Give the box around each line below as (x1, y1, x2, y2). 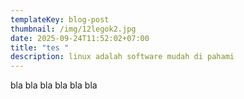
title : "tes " (10, 42, 70, 53)
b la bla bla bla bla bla (10, 79, 98, 91)
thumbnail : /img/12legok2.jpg (10, 24, 137, 34)
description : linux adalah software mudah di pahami (10, 52, 235, 62)
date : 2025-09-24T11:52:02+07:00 (10, 33, 150, 43)
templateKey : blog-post (10, 14, 110, 25)
